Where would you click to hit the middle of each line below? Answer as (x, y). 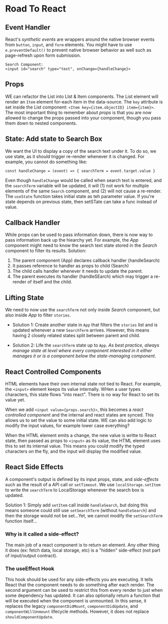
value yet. (15, 400)
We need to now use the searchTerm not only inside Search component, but (82, 310)
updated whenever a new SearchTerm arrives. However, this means (81, 330)
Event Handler (28, 27)
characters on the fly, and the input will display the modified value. (74, 451)
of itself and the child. (50, 282)
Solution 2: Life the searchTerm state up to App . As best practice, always (86, 345)
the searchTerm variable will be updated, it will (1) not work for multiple (77, 185)
